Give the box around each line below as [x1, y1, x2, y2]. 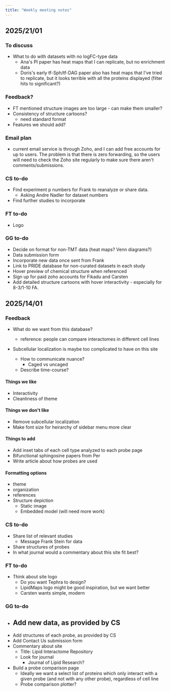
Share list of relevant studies [12, 533, 73, 539]
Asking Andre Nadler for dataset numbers [20, 192, 108, 198]
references [12, 492, 36, 498]
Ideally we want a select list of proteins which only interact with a [20, 670, 158, 676]
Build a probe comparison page [12, 664, 79, 671]
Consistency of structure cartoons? [12, 111, 87, 117]
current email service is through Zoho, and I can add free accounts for [12, 145, 161, 152]
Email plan [5, 134, 32, 141]
